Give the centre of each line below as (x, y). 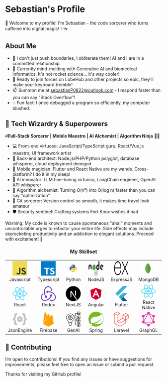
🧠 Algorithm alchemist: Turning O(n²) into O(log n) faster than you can (84, 190)
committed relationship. (37, 63)
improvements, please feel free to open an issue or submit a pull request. (80, 365)
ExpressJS (122, 279)
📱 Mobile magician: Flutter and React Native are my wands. (73, 169)
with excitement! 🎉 (24, 239)
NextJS (73, 305)
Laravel (122, 330)
